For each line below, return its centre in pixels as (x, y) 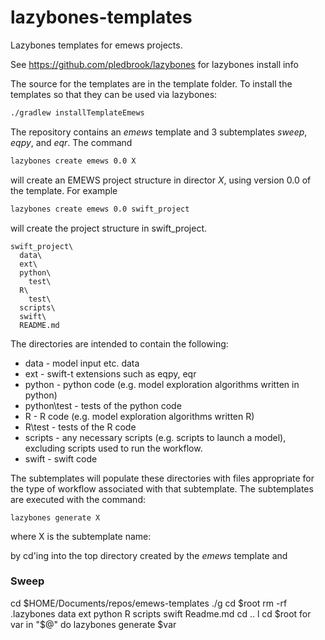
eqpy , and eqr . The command (71, 142)
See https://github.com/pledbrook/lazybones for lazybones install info (154, 64)
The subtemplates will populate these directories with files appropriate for (162, 478)
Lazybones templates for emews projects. (96, 45)
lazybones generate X (55, 517)
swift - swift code (61, 458)
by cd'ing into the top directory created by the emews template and (149, 555)
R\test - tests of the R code (80, 427)
